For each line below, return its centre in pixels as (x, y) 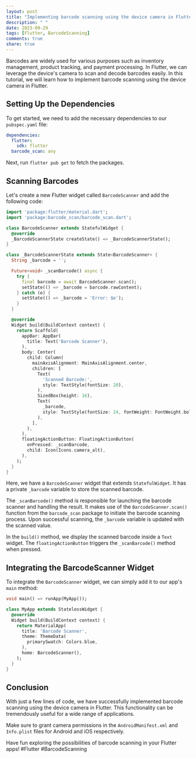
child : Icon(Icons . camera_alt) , (66, 450)
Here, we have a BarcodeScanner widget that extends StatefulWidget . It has (96, 483)
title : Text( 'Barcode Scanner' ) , (68, 341)
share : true (20, 44)
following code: (24, 201)
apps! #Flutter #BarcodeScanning (47, 749)
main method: (22, 588)
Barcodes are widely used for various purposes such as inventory (85, 61)
